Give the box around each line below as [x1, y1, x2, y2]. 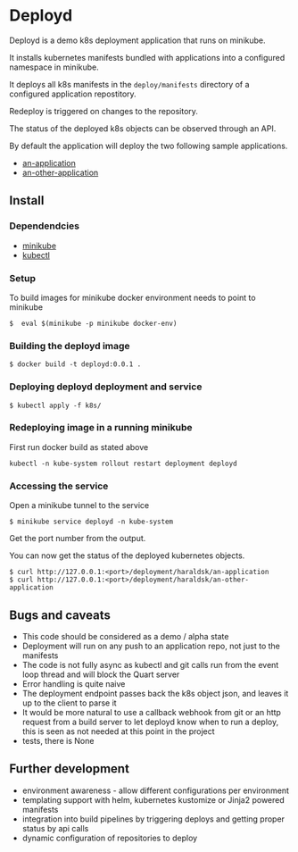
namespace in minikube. [9, 62, 100, 72]
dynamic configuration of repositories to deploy [21, 832, 198, 843]
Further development [9, 761, 129, 777]
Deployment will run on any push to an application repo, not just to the [21, 640, 281, 651]
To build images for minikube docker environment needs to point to [9, 292, 256, 303]
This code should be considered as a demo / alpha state [21, 631, 229, 641]
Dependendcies [9, 220, 80, 232]
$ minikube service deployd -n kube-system [9, 517, 174, 527]
